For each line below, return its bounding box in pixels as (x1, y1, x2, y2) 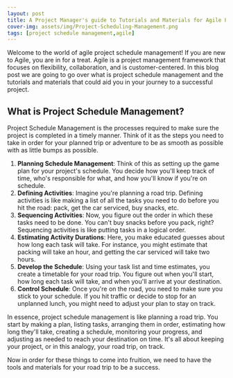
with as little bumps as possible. (7, 146, 98, 155)
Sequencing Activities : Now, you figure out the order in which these (17, 211, 214, 219)
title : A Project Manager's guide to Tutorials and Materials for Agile (7, 17, 222, 24)
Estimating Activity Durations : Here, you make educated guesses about (17, 233, 225, 241)
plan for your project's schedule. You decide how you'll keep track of (17, 167, 215, 175)
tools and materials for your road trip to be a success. (7, 363, 161, 372)
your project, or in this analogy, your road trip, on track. (7, 343, 165, 351)
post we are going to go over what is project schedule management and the (7, 71, 224, 79)
